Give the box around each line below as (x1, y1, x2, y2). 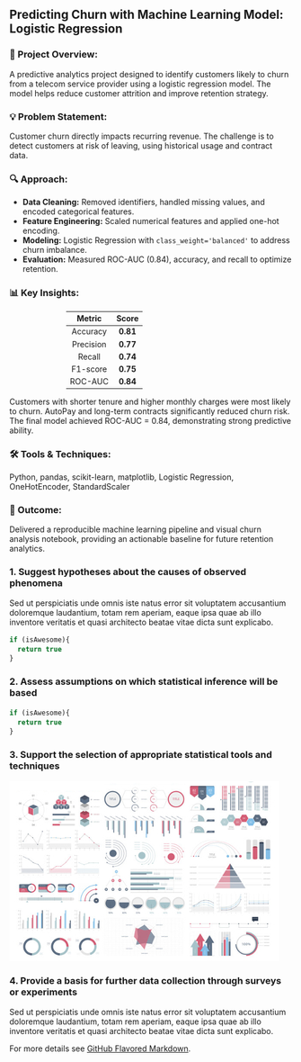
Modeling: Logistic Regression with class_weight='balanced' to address (22, 235, 290, 246)
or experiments (9, 985, 78, 998)
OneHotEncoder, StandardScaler (9, 481, 130, 492)
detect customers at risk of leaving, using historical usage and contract (9, 139, 273, 151)
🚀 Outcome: (9, 504, 63, 517)
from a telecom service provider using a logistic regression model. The (9, 78, 271, 89)
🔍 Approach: (9, 173, 68, 185)
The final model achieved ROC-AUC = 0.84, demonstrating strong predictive (9, 415, 292, 426)
